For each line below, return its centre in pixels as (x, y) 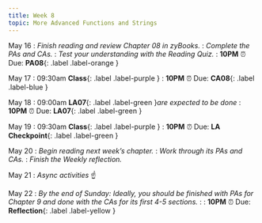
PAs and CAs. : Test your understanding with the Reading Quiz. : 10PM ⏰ (127, 54)
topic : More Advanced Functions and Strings (83, 23)
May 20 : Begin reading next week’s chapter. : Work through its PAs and (125, 150)
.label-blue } (28, 87)
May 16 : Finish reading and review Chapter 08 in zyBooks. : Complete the (129, 45)
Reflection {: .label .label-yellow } (62, 210)
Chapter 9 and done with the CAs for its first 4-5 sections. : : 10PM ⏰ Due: (129, 202)
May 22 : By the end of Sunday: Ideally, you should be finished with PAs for (131, 193)
